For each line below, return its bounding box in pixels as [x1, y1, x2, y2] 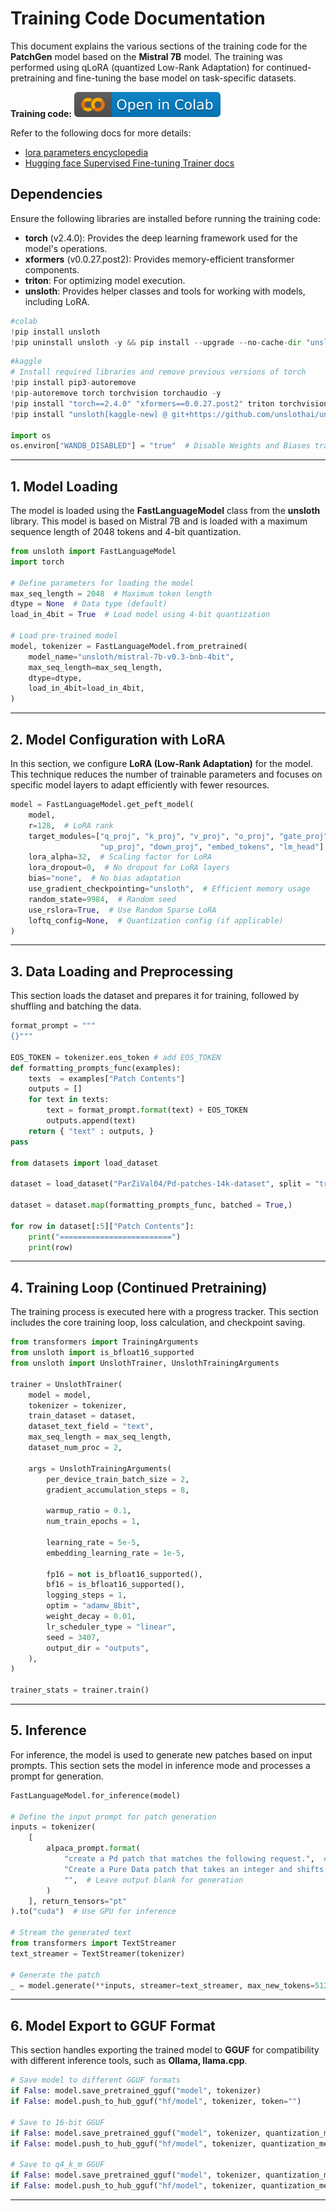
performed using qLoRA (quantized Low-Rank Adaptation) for [10, 61, 265, 73]
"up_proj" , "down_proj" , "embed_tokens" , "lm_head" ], [99, 842, 329, 852]
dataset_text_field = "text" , [28, 1422, 155, 1432]
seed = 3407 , [46, 1632, 101, 1642]
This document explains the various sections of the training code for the [10, 40, 308, 52]
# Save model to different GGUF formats [10, 2075, 182, 2086]
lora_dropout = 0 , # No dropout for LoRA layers [28, 863, 230, 873]
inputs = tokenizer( [10, 1822, 97, 1832]
